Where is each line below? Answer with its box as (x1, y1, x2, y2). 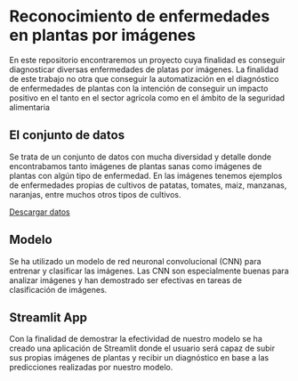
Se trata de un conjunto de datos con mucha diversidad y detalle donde (9, 151, 271, 162)
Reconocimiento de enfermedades (9, 6, 270, 27)
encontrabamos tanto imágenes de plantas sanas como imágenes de (9, 160, 262, 171)
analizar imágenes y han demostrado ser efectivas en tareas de (9, 274, 243, 286)
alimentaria (9, 101, 51, 112)
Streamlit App (9, 310, 87, 325)
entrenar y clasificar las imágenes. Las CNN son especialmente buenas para (9, 265, 289, 276)
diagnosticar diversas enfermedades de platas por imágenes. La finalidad (9, 64, 278, 75)
